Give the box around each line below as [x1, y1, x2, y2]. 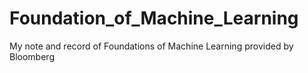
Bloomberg [9, 50, 55, 62]
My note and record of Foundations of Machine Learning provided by [9, 40, 294, 52]
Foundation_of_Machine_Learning [9, 7, 299, 30]
